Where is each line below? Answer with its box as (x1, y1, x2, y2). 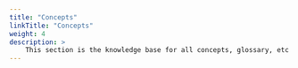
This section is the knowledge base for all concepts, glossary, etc (25, 46, 290, 55)
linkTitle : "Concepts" (9, 21, 94, 30)
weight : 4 (9, 29, 46, 38)
